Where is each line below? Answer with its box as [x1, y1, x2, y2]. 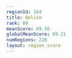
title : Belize [6, 14, 42, 21]
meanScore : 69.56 [6, 25, 50, 32]
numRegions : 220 [6, 37, 47, 43]
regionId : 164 [6, 8, 42, 15]
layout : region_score [6, 43, 61, 49]
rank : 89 [6, 20, 28, 26]
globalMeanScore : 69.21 [6, 31, 67, 37]
